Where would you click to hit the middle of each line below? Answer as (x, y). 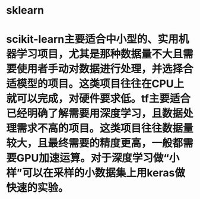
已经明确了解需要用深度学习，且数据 (95, 114)
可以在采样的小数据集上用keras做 (104, 173)
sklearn (25, 10)
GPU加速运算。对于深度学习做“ (93, 158)
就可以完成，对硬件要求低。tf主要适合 (99, 99)
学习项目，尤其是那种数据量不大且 (100, 54)
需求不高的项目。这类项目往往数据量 (105, 129)
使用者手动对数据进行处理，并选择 (100, 69)
